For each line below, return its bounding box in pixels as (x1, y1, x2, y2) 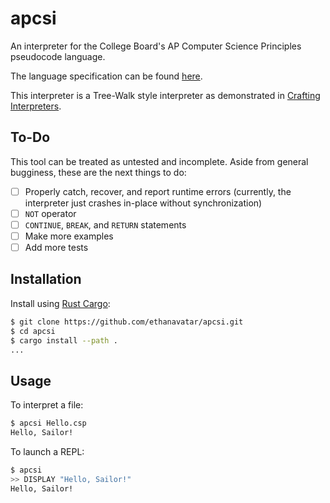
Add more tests (24, 242, 89, 253)
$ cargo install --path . (10, 335, 118, 346)
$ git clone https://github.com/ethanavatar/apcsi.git (10, 317, 244, 327)
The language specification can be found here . (10, 70, 203, 82)
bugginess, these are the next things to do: (10, 166, 187, 178)
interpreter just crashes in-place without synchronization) (24, 197, 263, 209)
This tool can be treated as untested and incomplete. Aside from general (10, 155, 309, 167)
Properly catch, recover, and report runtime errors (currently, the (24, 185, 292, 197)
